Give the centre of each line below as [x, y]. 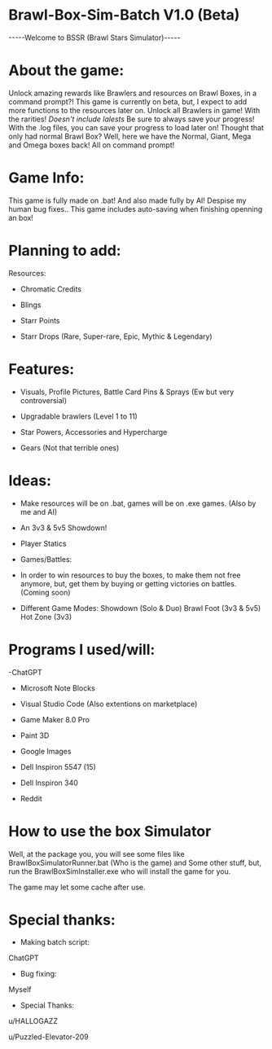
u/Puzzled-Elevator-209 [49, 1037]
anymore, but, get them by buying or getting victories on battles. [128, 583]
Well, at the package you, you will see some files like [97, 854]
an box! [21, 217]
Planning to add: [65, 251]
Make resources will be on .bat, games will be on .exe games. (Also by [138, 503]
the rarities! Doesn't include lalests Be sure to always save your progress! [132, 119]
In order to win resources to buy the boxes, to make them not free [130, 575]
